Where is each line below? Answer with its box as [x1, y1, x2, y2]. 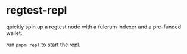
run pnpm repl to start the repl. [6, 41, 80, 48]
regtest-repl [6, 4, 67, 17]
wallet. [6, 29, 23, 36]
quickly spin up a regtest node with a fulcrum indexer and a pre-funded [6, 23, 182, 30]
